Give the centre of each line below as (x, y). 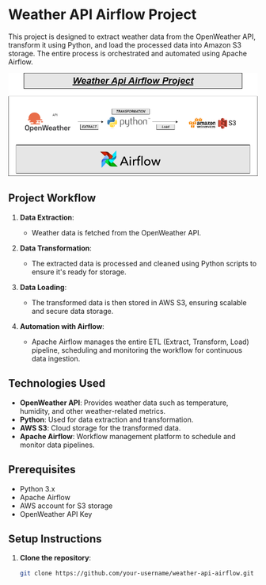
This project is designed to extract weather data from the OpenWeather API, (132, 36)
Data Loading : (43, 287)
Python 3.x (37, 488)
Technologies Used (57, 383)
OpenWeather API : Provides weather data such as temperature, (124, 403)
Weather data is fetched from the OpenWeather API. (116, 232)
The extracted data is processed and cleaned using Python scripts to (144, 263)
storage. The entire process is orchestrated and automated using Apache (128, 53)
